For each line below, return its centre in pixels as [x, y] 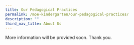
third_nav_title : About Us [33, 23]
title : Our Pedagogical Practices [41, 10]
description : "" [22, 19]
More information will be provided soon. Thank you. [58, 38]
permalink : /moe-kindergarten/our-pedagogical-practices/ [67, 14]
